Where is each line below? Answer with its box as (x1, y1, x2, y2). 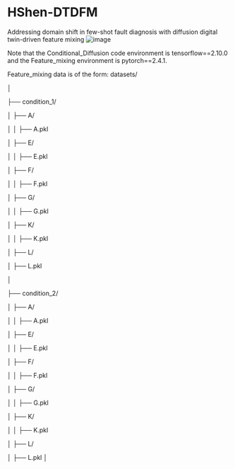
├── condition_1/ (7, 97, 56, 106)
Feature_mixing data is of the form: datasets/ (7, 70, 138, 78)
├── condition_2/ (7, 289, 59, 297)
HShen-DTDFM (7, 4, 98, 20)
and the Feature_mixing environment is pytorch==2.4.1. (7, 56, 167, 64)
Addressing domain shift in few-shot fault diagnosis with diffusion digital (7, 28, 218, 36)
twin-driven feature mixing (7, 35, 85, 43)
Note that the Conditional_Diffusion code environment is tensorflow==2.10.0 (7, 49, 228, 57)
